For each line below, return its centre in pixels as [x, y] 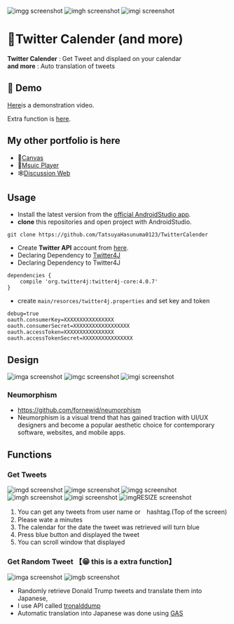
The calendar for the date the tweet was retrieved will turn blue [108, 527]
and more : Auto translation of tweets [61, 66]
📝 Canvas [30, 157]
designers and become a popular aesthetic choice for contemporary [116, 425]
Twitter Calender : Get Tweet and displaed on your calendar [95, 58]
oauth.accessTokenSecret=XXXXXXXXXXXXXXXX [70, 338]
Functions [30, 454]
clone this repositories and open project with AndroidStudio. [104, 222]
